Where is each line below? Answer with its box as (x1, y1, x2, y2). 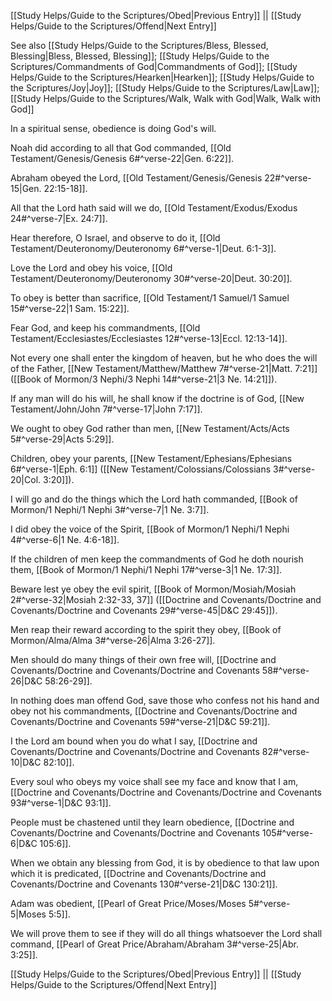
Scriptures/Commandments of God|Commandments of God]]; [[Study (10, 61, 298, 72)
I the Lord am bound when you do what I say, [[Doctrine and (10, 735, 258, 747)
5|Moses (10, 908, 47, 920)
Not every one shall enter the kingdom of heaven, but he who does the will (10, 352, 318, 364)
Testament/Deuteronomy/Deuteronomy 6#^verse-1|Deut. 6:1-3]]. (10, 243, 277, 254)
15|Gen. (10, 183, 42, 194)
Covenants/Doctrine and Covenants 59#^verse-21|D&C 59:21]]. (10, 716, 271, 727)
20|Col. (10, 474, 42, 485)
